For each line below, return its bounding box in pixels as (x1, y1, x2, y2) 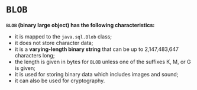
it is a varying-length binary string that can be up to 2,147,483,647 (14, 46, 179, 53)
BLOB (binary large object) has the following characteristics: (6, 21, 155, 28)
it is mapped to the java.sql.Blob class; (14, 33, 112, 40)
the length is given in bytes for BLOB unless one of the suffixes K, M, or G (14, 58, 191, 65)
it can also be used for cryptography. (14, 77, 105, 84)
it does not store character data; (14, 39, 93, 46)
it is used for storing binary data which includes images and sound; (14, 70, 179, 78)
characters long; (14, 52, 55, 59)
